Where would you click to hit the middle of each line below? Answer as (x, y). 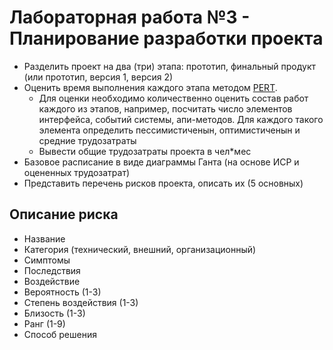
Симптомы (47, 260)
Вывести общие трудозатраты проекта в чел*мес (145, 151)
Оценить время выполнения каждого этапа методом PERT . (150, 87)
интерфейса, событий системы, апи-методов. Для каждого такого (181, 119)
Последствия (52, 270)
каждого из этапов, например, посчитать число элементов (165, 108)
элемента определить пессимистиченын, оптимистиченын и (169, 130)
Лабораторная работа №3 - (130, 17)
